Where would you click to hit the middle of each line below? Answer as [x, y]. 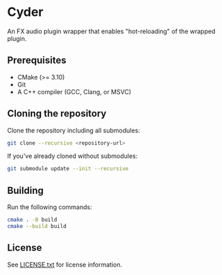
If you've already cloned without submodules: [72, 156]
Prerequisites [37, 61]
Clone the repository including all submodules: [74, 130]
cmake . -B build [32, 220]
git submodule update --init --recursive [68, 169]
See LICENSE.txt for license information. [65, 265]
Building [25, 190]
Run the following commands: [50, 207]
